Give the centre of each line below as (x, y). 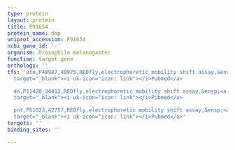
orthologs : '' (28, 66)
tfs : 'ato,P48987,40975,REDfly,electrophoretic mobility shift (101, 72)
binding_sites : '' (34, 130)
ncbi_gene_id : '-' (34, 46)
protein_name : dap (34, 33)
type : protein (28, 14)
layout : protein (31, 20)
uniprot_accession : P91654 (47, 40)
